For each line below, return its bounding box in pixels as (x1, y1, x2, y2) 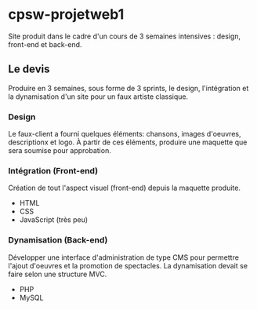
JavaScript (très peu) (19, 215, 89, 224)
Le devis (8, 63, 50, 76)
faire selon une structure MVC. (8, 269, 107, 279)
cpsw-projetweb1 (8, 5, 125, 24)
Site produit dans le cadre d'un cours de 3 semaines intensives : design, (8, 31, 241, 41)
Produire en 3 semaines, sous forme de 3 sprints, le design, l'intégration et (8, 83, 249, 93)
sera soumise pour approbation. (8, 146, 111, 155)
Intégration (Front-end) (8, 165, 99, 176)
